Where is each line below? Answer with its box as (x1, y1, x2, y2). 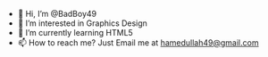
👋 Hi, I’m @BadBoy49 (17, 9, 96, 19)
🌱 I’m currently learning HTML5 (17, 28, 134, 37)
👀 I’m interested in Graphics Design (17, 18, 147, 28)
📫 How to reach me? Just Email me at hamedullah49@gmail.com (17, 37, 259, 48)
